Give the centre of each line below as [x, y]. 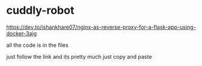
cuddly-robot [40, 10]
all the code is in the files [37, 45]
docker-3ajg [22, 33]
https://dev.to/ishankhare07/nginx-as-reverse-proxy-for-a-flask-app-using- [101, 27]
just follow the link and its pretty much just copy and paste [79, 56]
